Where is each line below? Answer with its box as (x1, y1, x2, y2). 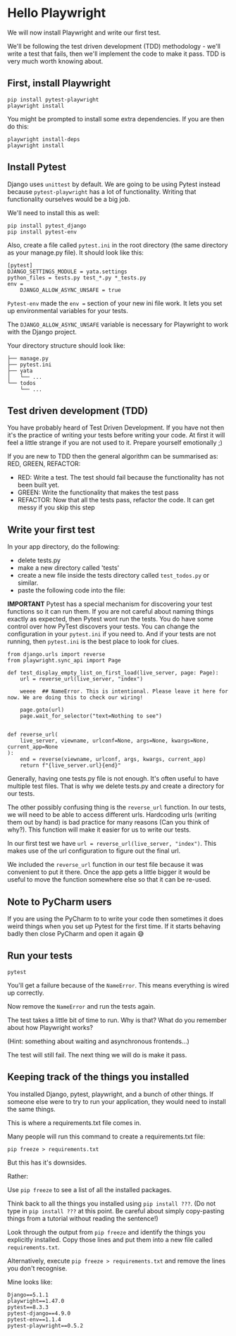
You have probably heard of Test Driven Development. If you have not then (7, 423, 225, 432)
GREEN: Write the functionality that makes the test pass (17, 488, 179, 497)
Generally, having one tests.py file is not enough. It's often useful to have (7, 775, 219, 783)
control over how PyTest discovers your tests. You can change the (7, 622, 199, 631)
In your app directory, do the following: (7, 542, 120, 551)
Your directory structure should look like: (7, 341, 125, 350)
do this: (7, 122, 30, 130)
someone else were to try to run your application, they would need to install (7, 1097, 227, 1105)
